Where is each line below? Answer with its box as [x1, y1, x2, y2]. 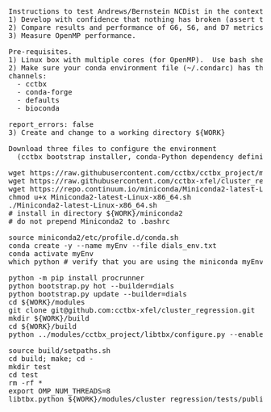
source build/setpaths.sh [8, 347, 111, 355]
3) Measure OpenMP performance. [8, 32, 136, 40]
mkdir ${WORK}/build [8, 314, 90, 322]
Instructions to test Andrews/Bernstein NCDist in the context [8, 7, 264, 15]
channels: [8, 72, 47, 80]
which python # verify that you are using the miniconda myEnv [8, 258, 264, 266]
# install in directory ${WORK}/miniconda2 [8, 209, 183, 217]
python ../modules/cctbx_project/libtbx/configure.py [8, 330, 226, 338]
